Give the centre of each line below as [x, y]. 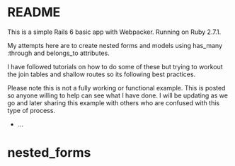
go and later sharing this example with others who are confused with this [114, 102]
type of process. [31, 110]
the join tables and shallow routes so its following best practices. [102, 74]
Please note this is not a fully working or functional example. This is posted [116, 88]
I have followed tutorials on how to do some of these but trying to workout [115, 66]
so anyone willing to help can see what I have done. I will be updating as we [118, 95]
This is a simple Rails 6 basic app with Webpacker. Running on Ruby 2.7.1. [114, 32]
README [34, 12]
